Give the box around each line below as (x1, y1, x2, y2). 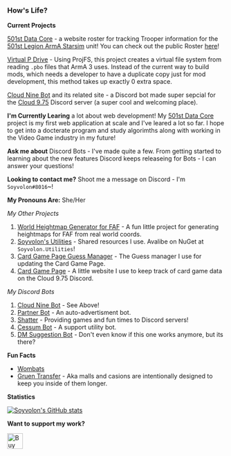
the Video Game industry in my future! (7, 134, 116, 142)
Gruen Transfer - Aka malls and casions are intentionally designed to (17, 372, 213, 381)
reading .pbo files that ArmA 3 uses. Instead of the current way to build (7, 63, 210, 71)
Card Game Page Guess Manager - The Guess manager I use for (17, 252, 202, 261)
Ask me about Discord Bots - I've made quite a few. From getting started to (7, 147, 221, 156)
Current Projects (7, 21, 56, 30)
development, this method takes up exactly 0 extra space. (7, 77, 173, 86)
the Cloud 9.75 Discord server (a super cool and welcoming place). (7, 98, 198, 107)
